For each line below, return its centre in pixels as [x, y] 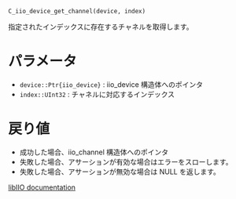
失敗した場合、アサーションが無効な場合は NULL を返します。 [120, 172]
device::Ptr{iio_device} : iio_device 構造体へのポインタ [111, 84]
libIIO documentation [42, 187]
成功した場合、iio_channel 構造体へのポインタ [94, 152]
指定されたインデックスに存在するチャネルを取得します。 [101, 27]
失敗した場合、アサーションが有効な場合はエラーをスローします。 [126, 161]
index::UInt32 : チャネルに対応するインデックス [97, 94]
